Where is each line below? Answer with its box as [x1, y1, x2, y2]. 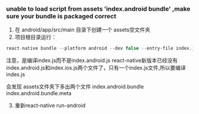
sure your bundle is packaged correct [6, 12, 117, 20]
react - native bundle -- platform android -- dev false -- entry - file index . [6, 45, 192, 51]
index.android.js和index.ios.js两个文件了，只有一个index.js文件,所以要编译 [6, 64, 186, 71]
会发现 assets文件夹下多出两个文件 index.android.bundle [6, 83, 144, 90]
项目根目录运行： [14, 34, 57, 41]
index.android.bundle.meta [6, 90, 72, 97]
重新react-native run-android [14, 102, 86, 109]
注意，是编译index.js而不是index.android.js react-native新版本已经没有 [6, 57, 178, 64]
